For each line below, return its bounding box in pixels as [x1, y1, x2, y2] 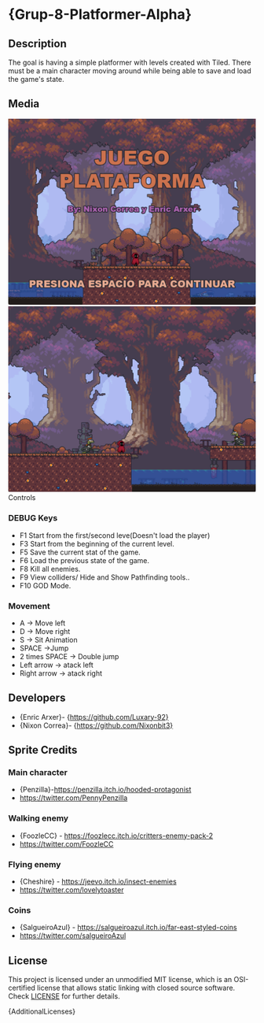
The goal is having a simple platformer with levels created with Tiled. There [8, 57, 251, 67]
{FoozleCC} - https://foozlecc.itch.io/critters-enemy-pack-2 [19, 831, 214, 840]
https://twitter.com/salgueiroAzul [19, 931, 126, 940]
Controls [8, 493, 36, 502]
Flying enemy [8, 858, 61, 869]
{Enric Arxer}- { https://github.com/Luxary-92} [19, 712, 169, 721]
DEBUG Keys [8, 513, 58, 524]
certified [8, 983, 35, 993]
